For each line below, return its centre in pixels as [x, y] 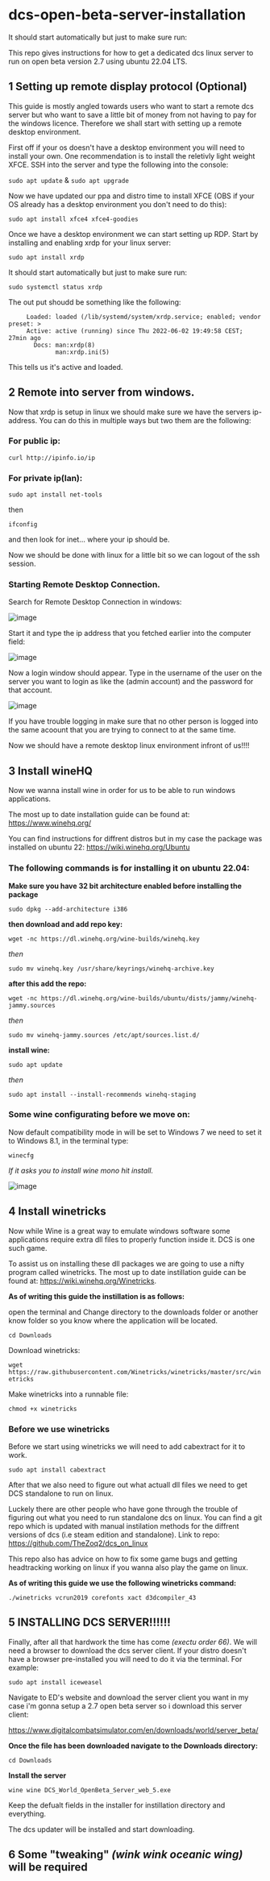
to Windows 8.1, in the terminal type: [69, 1140]
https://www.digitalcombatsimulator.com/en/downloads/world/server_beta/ [133, 1729]
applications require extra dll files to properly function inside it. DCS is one [132, 1239]
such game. [28, 1248]
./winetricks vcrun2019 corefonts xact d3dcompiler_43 [102, 1597]
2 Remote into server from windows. [102, 392]
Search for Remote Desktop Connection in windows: [95, 602]
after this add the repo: [48, 983]
